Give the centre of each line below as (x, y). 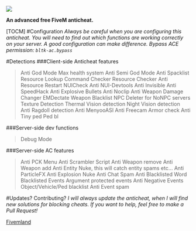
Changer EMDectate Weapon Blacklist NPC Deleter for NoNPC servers (105, 98)
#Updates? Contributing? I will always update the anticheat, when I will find (97, 198)
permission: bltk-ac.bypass (39, 50)
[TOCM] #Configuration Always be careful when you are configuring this (94, 31)
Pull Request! (22, 210)
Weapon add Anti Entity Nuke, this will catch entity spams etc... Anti (102, 168)
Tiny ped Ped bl (39, 116)
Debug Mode (36, 139)
